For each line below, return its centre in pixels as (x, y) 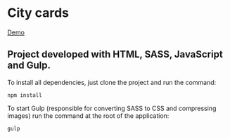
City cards (38, 13)
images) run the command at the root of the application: (88, 115)
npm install (25, 95)
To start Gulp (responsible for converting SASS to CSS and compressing (112, 108)
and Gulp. (29, 66)
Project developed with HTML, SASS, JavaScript (115, 54)
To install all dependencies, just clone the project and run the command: (112, 82)
